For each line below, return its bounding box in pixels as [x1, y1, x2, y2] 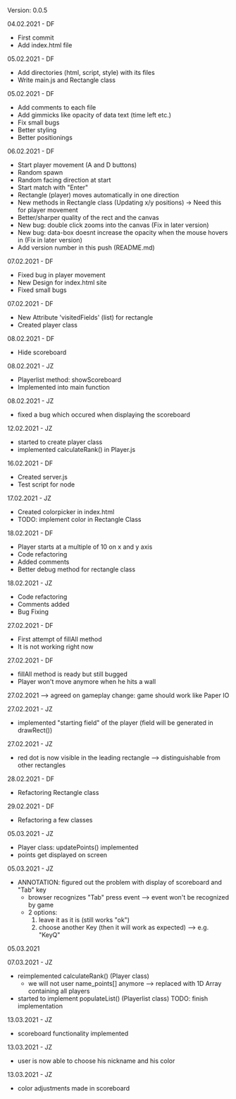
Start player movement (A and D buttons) [17, 161, 137, 169]
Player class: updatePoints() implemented [17, 843, 139, 851]
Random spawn [17, 168, 63, 176]
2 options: [27, 908, 58, 917]
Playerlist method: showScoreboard [17, 376, 122, 384]
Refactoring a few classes [17, 816, 93, 824]
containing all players [27, 987, 90, 995]
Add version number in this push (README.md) [17, 243, 155, 252]
